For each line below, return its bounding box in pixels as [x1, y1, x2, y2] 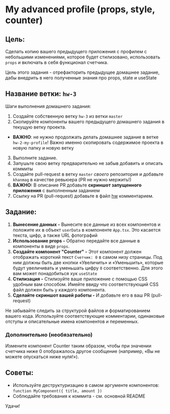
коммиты [12, 165, 33, 172]
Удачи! [5, 403, 20, 409]
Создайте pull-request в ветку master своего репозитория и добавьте [12, 171, 164, 177]
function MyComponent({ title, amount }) [12, 388, 102, 394]
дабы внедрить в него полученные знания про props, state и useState [5, 75, 157, 80]
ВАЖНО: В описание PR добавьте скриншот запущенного [12, 182, 142, 188]
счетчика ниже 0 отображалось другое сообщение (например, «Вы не [5, 348, 160, 354]
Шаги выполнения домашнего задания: [5, 103, 91, 109]
